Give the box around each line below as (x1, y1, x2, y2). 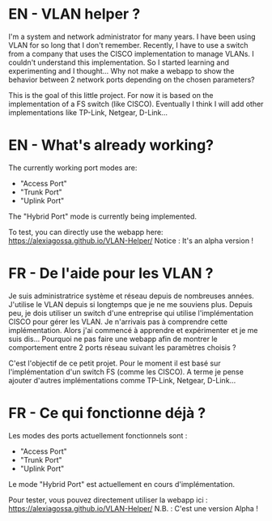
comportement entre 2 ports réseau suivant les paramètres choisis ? (8, 342, 236, 352)
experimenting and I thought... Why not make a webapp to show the (8, 66, 235, 75)
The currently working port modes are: (8, 163, 138, 173)
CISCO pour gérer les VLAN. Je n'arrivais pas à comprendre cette (8, 317, 228, 327)
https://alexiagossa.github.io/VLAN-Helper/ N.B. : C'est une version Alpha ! (8, 503, 259, 513)
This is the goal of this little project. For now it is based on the (8, 90, 214, 100)
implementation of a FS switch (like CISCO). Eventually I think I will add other (8, 99, 264, 109)
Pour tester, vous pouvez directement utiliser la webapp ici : (8, 495, 208, 505)
